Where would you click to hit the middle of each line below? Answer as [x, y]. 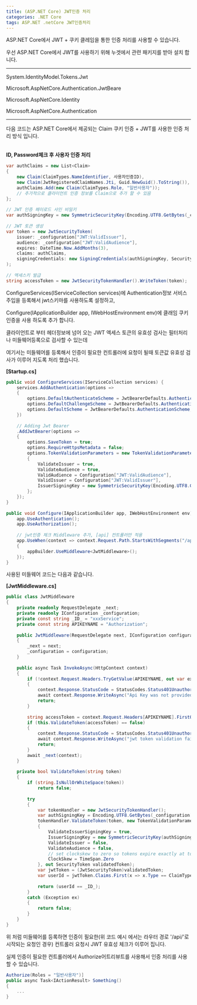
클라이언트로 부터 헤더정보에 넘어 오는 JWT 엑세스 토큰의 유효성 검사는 [87, 332]
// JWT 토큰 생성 [25, 226]
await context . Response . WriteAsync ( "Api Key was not [103, 695]
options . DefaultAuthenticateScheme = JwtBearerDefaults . [98, 398]
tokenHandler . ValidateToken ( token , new [86, 821]
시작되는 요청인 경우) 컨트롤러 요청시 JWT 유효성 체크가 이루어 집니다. [86, 944]
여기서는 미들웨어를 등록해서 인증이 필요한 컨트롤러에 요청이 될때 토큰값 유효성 [95, 352]
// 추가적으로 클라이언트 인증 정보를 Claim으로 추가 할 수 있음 [84, 193]
